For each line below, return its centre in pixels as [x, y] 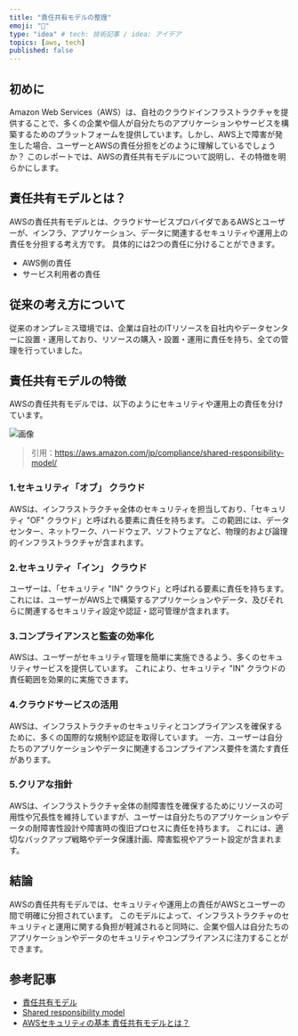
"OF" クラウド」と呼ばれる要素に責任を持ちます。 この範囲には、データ [158, 520]
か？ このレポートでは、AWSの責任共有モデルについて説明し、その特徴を [144, 156]
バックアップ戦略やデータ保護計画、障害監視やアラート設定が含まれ [149, 839]
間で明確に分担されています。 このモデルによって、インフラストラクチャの [145, 915]
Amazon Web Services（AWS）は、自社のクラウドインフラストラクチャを [145, 111]
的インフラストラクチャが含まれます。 [79, 542]
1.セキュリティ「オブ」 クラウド [77, 488]
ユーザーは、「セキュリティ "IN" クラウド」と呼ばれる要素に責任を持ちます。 [149, 588]
